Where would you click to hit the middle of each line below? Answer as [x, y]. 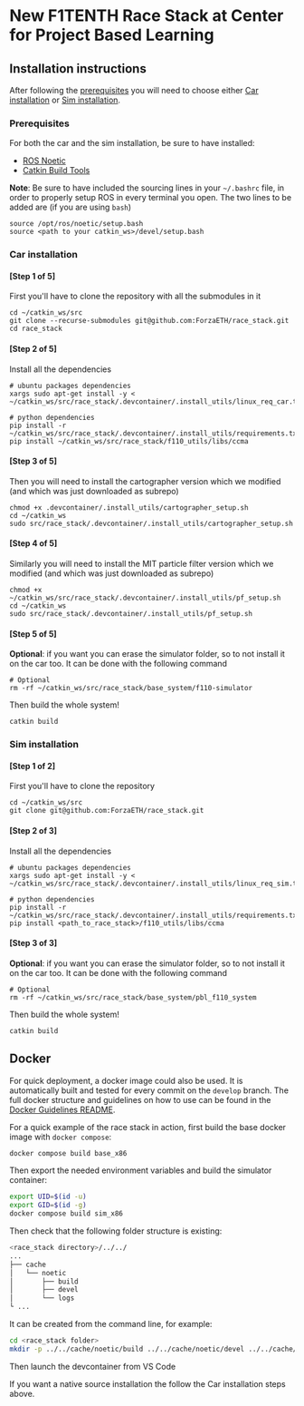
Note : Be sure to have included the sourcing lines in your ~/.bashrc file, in [147, 188]
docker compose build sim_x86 [66, 1214]
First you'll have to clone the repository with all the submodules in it [135, 297]
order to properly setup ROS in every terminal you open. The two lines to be [151, 198]
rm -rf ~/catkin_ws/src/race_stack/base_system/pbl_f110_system [133, 997]
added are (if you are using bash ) [71, 207]
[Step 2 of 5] [33, 349]
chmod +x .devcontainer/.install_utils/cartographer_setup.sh [129, 508]
